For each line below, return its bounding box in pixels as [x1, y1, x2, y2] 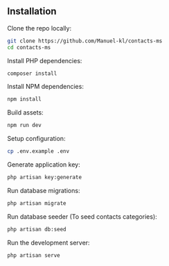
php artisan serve [7, 251, 60, 259]
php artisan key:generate [7, 174, 82, 181]
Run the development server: [7, 238, 90, 247]
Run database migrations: [7, 186, 80, 194]
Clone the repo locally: [7, 24, 71, 32]
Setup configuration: [7, 135, 66, 143]
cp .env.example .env [7, 148, 70, 155]
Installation [7, 6, 57, 17]
